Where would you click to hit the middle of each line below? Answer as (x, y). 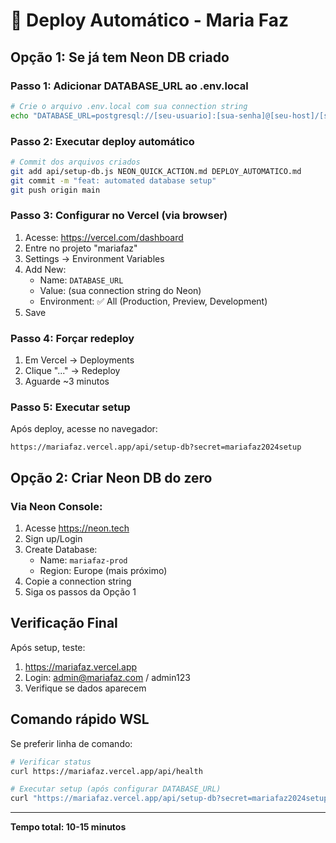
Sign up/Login (53, 538)
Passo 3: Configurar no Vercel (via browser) (119, 216)
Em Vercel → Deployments (79, 360)
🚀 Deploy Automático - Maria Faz (150, 20)
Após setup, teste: (48, 647)
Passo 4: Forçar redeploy (72, 338)
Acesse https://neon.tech (77, 528)
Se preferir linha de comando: (71, 743)
